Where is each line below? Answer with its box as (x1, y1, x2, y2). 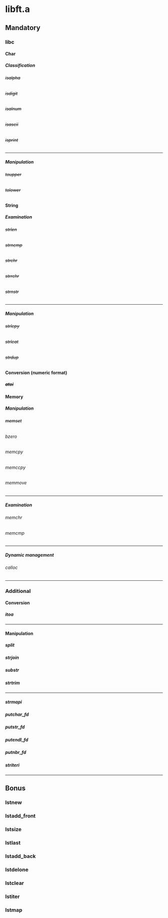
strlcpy (5, 323, 20, 329)
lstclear (5, 879, 24, 886)
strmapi (5, 699, 22, 705)
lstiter (5, 893, 20, 900)
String (5, 203, 18, 209)
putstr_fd (5, 724, 25, 730)
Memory (5, 394, 23, 400)
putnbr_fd (5, 749, 26, 755)
